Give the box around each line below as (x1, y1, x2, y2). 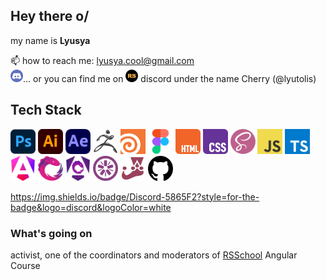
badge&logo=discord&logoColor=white (10, 201, 172, 213)
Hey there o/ (10, 8, 90, 25)
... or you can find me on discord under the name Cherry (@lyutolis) (23, 72, 317, 84)
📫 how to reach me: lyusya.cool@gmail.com (10, 54, 195, 66)
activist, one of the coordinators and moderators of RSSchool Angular (10, 249, 298, 261)
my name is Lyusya (10, 34, 91, 46)
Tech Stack (10, 102, 82, 119)
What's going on (10, 226, 93, 240)
